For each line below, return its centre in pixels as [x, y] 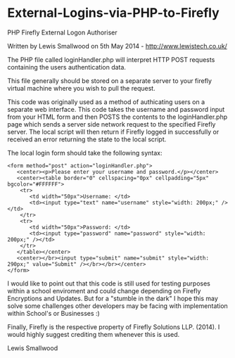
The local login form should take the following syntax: [85, 153]
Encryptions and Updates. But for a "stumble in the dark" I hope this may [113, 298]
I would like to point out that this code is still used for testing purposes [109, 283]
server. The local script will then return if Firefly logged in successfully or [113, 132]
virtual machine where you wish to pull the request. [82, 88]
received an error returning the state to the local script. [87, 139]
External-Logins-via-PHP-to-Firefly [113, 13]
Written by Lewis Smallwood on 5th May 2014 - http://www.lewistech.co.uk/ [117, 46]
